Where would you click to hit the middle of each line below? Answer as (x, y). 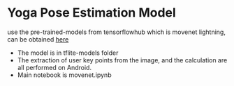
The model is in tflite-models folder (68, 53)
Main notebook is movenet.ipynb (64, 75)
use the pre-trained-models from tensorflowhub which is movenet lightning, (116, 32)
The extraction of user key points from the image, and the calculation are (122, 60)
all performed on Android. (54, 67)
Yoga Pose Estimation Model (92, 13)
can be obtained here (38, 39)
